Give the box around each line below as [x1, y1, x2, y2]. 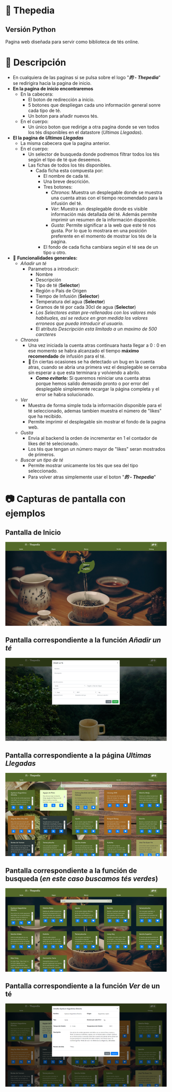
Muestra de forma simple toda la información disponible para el [28, 402, 162, 408]
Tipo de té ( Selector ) [35, 282, 80, 288]
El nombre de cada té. [43, 173, 90, 179]
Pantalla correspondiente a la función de [5, 866, 137, 875]
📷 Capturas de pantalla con [5, 493, 126, 505]
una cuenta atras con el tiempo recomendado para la [51, 195, 163, 201]
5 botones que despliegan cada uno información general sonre [28, 102, 161, 108]
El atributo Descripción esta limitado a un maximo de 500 [35, 326, 157, 332]
